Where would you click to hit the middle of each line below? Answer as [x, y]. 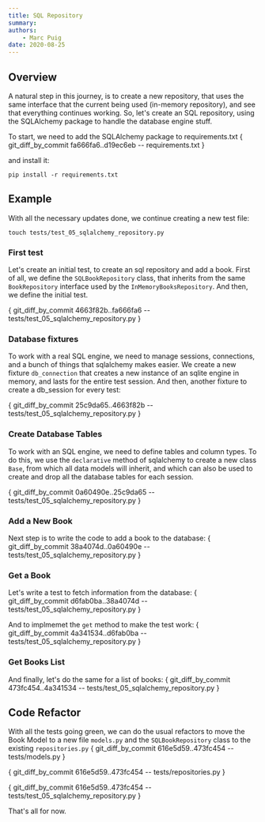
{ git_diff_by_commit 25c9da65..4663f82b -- [81, 405]
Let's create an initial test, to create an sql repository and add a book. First [129, 270]
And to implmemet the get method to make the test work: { [104, 625]
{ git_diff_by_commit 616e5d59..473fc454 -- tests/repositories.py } [117, 772]
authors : [23, 30]
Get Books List [37, 662]
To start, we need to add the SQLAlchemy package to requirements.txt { [126, 136]
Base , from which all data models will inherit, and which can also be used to [131, 468]
